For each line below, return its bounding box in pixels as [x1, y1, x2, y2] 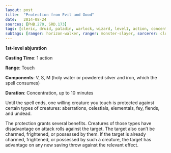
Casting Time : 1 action [5, 55, 53, 61]
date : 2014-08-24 [5, 17, 47, 22]
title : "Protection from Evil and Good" [5, 12, 95, 17]
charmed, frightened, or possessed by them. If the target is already [5, 131, 146, 137]
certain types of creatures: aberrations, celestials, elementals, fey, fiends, [5, 105, 160, 111]
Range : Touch [5, 65, 35, 71]
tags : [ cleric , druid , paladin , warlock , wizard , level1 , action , [5, 26, 149, 32]
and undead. [5, 110, 32, 116]
